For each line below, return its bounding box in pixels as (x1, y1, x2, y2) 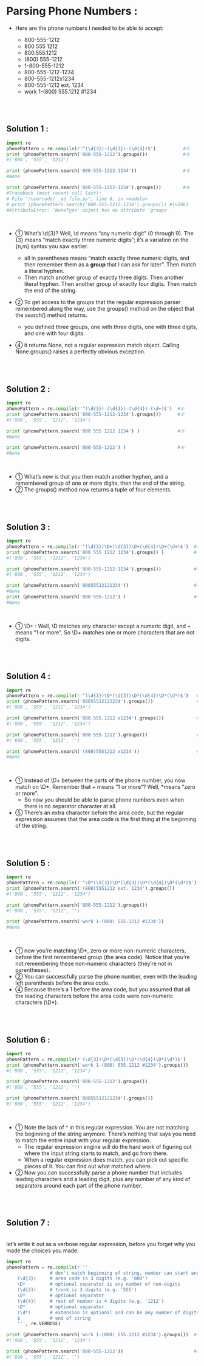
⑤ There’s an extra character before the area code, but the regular (15, 809, 184, 816)
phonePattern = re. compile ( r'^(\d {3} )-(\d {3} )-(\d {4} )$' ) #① (6, 145, 190, 151)
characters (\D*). (15, 999, 59, 1006)
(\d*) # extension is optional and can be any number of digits (17, 1309, 200, 1316)
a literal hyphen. (24, 268, 65, 275)
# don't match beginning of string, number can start (49, 1270, 189, 1276)
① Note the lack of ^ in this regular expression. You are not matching (15, 1123, 189, 1131)
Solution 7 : (6, 1218, 50, 1228)
